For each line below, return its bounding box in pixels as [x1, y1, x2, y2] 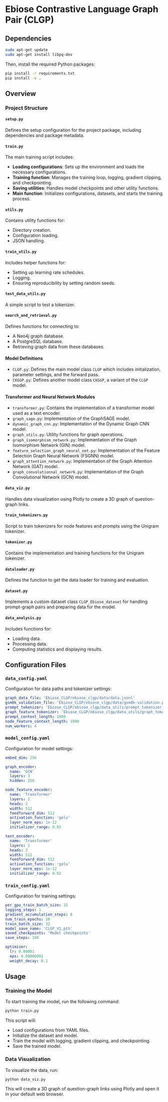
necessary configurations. [12, 169, 66, 175]
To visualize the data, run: [5, 1067, 58, 1073]
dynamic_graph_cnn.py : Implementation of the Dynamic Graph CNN [12, 421, 149, 427]
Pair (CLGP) [5, 14, 54, 26]
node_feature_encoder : [5, 788, 52, 793]
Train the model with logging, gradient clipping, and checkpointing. [12, 1038, 151, 1044]
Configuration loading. [12, 232, 59, 239]
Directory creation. [12, 227, 51, 233]
